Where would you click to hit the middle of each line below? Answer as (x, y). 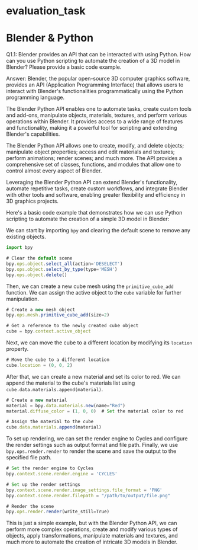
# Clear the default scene (39, 258)
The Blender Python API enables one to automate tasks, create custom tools (99, 109)
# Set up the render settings (43, 484)
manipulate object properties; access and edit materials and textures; (91, 152)
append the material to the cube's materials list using (71, 383)
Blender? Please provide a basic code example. (64, 67)
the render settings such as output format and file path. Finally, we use (92, 445)
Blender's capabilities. (33, 134)
